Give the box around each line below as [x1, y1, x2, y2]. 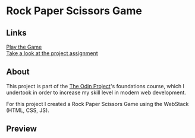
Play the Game [6, 43, 42, 50]
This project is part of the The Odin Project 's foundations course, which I [6, 82, 184, 89]
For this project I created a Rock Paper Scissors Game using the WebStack [6, 100, 189, 107]
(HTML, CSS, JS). [6, 107, 49, 114]
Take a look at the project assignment [6, 50, 98, 57]
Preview [6, 124, 37, 134]
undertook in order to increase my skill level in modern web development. [6, 89, 186, 96]
